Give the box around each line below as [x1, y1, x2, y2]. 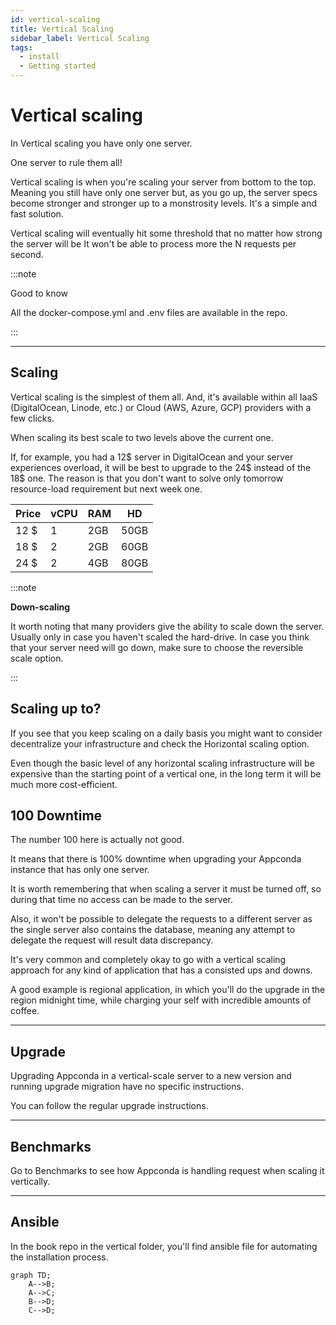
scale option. [10, 652, 64, 664]
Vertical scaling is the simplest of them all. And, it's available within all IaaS [10, 391, 318, 403]
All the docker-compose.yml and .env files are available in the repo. [10, 306, 288, 318]
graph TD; [10, 1270, 52, 1280]
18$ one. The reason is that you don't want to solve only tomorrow [10, 472, 284, 484]
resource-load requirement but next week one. [10, 482, 203, 495]
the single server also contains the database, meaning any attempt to [10, 924, 296, 936]
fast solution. [10, 207, 64, 220]
